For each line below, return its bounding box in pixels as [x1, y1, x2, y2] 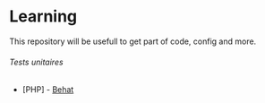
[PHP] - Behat [21, 84, 74, 95]
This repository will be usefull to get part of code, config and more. [9, 36, 257, 47]
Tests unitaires [9, 56, 64, 67]
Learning [9, 6, 78, 27]
